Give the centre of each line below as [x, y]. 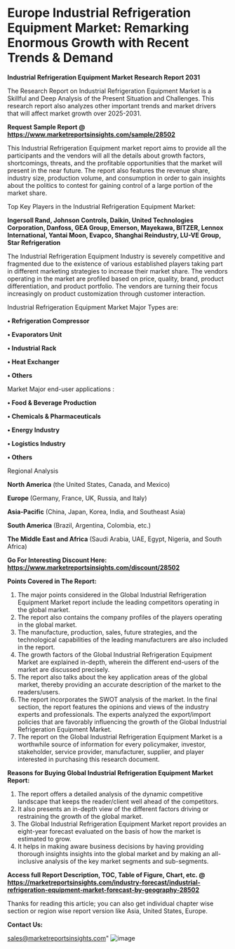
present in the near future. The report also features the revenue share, [109, 170]
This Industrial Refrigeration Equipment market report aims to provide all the [117, 148]
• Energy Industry [33, 430]
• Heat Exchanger [33, 362]
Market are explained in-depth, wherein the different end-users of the [118, 662]
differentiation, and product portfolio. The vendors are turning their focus [113, 286]
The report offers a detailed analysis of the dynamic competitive [110, 794]
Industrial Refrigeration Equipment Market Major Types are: [93, 307]
